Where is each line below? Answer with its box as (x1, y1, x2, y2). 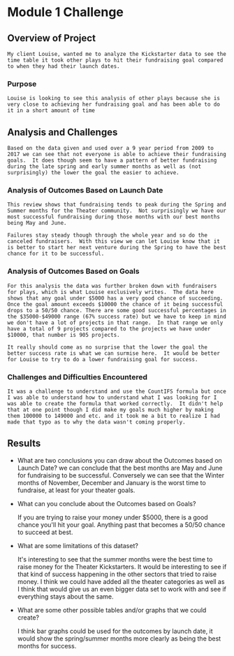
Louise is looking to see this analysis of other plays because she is (7, 95, 220, 102)
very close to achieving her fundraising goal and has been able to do (7, 101, 220, 109)
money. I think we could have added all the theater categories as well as (17, 577, 225, 585)
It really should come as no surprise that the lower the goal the (7, 344, 208, 351)
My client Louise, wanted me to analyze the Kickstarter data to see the (7, 50, 227, 57)
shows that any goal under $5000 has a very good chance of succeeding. (7, 295, 224, 302)
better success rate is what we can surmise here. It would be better (7, 349, 220, 357)
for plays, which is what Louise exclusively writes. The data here (7, 288, 214, 295)
